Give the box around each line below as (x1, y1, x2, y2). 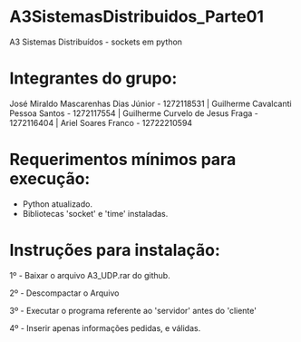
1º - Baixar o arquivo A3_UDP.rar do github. (9, 269, 170, 280)
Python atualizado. (22, 198, 93, 210)
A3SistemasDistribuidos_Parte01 (9, 6, 265, 27)
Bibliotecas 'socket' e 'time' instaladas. (22, 208, 169, 219)
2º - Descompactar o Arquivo (9, 288, 120, 298)
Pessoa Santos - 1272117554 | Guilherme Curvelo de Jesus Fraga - (9, 107, 258, 119)
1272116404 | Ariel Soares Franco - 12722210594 (9, 117, 193, 128)
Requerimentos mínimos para (9, 150, 237, 170)
